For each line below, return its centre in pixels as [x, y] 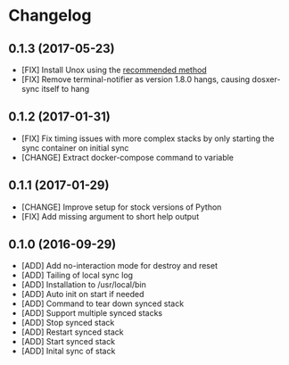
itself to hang [66, 89]
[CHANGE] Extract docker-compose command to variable [127, 157]
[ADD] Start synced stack [68, 342]
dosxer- [266, 79]
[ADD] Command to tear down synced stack [103, 303]
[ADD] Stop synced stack [68, 323]
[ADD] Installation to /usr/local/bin [83, 285]
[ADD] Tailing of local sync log [77, 275]
